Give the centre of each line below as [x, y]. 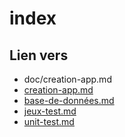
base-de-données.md [69, 100]
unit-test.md [49, 121]
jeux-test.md [50, 111]
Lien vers [39, 55]
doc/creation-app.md [67, 79]
